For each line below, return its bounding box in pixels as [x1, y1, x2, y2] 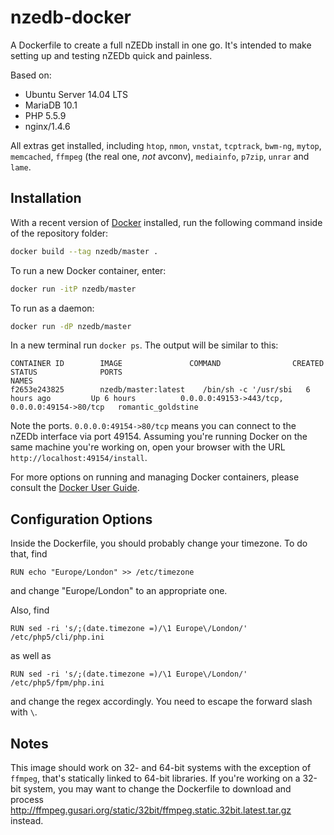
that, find [10, 548, 48, 560]
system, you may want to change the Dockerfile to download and [23, 783, 292, 795]
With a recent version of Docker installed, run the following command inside [10, 216, 323, 228]
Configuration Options [10, 511, 153, 528]
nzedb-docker [10, 6, 132, 29]
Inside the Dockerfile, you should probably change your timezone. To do [10, 537, 308, 550]
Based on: [10, 69, 52, 81]
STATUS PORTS [10, 367, 123, 378]
